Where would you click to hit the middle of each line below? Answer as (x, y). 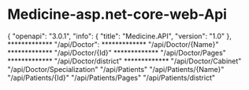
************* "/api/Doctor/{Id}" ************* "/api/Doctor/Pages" (117, 52)
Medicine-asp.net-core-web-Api (117, 14)
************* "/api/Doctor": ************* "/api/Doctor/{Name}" (113, 44)
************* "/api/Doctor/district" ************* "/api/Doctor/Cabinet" (124, 61)
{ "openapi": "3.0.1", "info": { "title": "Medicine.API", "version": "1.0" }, (119, 36)
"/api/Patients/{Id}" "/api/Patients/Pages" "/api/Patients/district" (111, 77)
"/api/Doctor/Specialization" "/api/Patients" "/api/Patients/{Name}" (116, 69)
